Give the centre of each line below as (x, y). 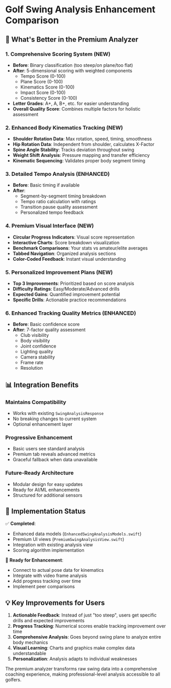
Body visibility (35, 341)
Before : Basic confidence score (46, 324)
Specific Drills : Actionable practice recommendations (69, 300)
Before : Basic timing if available (46, 185)
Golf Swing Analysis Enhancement (80, 10)
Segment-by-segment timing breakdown (63, 196)
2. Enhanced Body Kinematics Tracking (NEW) (64, 128)
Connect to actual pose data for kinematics (58, 570)
